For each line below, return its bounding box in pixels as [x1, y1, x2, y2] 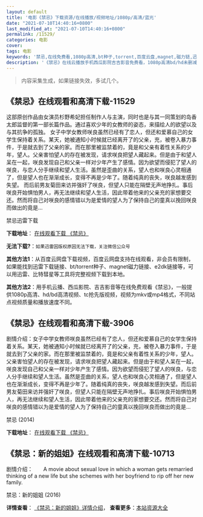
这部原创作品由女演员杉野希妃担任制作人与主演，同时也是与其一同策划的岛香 [6, 113, 197, 121]
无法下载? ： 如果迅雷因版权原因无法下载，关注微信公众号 [6, 242, 130, 250]
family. [6, 478, 23, 486]
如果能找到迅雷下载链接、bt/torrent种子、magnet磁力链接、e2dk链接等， [6, 263, 188, 270]
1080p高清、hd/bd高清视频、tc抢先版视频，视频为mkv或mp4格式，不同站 [11, 291, 195, 298]
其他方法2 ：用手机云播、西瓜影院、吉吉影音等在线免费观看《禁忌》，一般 [6, 284, 187, 291]
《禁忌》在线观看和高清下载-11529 [6, 96, 135, 106]
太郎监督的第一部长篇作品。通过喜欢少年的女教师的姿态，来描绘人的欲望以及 [6, 121, 197, 128]
